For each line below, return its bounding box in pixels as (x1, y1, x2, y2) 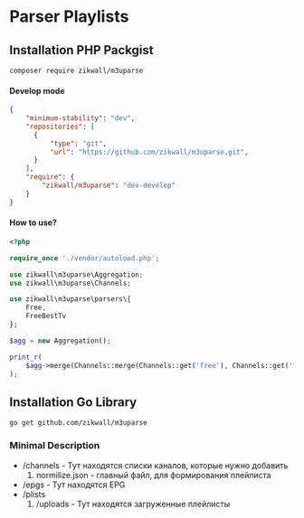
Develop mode (9, 85, 65, 96)
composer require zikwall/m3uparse (9, 66, 144, 75)
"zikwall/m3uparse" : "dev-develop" (42, 181, 176, 191)
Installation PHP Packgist (9, 42, 154, 58)
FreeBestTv (25, 312, 67, 321)
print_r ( (9, 353, 43, 362)
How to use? (9, 217, 57, 228)
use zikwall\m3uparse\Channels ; (9, 278, 131, 287)
